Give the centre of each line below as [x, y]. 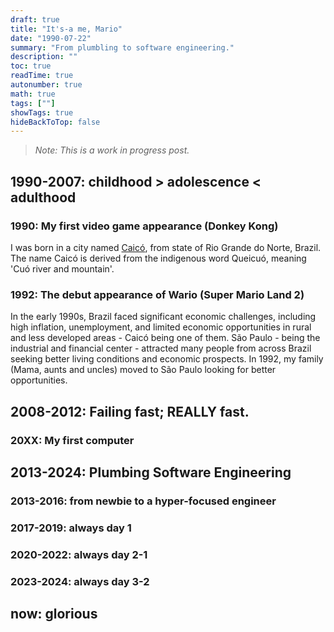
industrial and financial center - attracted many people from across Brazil [161, 348]
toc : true [31, 66]
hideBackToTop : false [55, 122]
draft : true [35, 19]
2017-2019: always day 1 [71, 528]
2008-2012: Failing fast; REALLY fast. [130, 411]
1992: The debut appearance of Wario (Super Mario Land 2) [157, 294]
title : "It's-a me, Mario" [66, 29]
